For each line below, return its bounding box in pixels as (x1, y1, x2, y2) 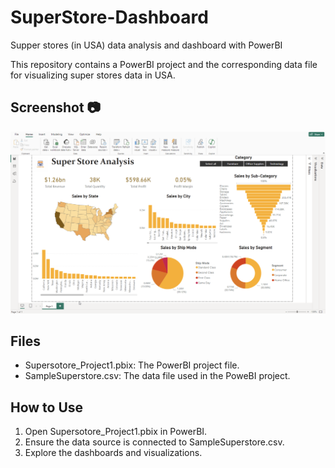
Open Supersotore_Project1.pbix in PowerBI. (24, 426, 208, 438)
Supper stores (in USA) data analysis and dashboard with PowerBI (10, 39, 283, 51)
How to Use (10, 399, 84, 416)
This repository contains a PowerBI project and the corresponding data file (10, 58, 318, 70)
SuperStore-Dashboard (10, 6, 209, 29)
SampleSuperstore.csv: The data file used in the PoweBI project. (24, 370, 291, 382)
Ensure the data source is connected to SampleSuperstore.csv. (24, 436, 285, 448)
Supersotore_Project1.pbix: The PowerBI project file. (24, 359, 240, 371)
